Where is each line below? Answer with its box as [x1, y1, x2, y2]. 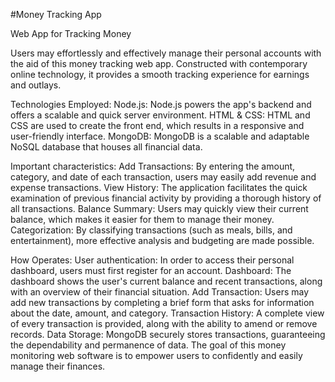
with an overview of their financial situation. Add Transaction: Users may [10, 286, 310, 298]
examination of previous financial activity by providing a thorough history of [10, 192, 322, 204]
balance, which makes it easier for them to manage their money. [10, 214, 275, 225]
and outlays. [10, 79, 62, 91]
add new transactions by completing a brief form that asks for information [10, 297, 315, 308]
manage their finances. [10, 360, 106, 372]
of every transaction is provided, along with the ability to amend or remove [10, 318, 318, 329]
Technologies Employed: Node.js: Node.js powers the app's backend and [10, 99, 312, 110]
